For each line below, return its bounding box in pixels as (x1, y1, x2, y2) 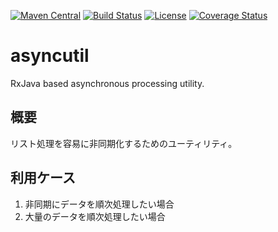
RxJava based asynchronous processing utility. (10, 77, 205, 89)
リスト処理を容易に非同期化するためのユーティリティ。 (10, 137, 238, 149)
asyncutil (10, 45, 90, 67)
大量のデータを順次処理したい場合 (24, 210, 166, 222)
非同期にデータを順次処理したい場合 (24, 198, 175, 210)
